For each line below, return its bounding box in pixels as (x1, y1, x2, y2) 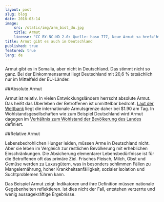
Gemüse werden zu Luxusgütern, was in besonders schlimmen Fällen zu (5, 161, 151, 167)
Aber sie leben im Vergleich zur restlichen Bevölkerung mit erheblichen (5, 145, 148, 152)
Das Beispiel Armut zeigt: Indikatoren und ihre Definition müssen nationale (5, 181, 154, 187)
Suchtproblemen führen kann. (5, 172, 65, 178)
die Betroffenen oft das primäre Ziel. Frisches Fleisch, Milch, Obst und (5, 156, 145, 162)
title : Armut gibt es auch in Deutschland (5, 39, 93, 44)
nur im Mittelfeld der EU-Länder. (5, 76, 70, 82)
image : (5, 21, 19, 26)
